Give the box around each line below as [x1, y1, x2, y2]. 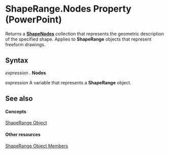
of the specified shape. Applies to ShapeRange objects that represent [5, 36, 152, 42]
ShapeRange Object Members [5, 143, 69, 149]
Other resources [5, 131, 41, 137]
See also [5, 95, 33, 103]
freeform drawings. [5, 41, 46, 47]
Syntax [5, 56, 28, 65]
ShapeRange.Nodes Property [5, 3, 132, 15]
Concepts [5, 108, 26, 114]
